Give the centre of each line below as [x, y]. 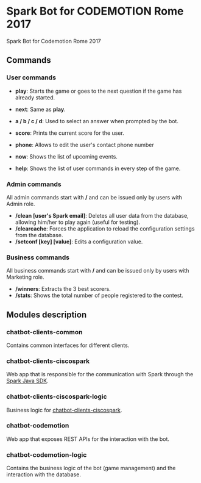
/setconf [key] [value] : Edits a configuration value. [79, 241]
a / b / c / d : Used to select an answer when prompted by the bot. [97, 121]
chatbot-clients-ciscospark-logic [57, 396]
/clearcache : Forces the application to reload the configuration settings [105, 228]
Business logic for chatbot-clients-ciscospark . [64, 410]
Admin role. [21, 204]
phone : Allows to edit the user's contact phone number [84, 145]
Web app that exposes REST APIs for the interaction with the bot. [88, 439]
